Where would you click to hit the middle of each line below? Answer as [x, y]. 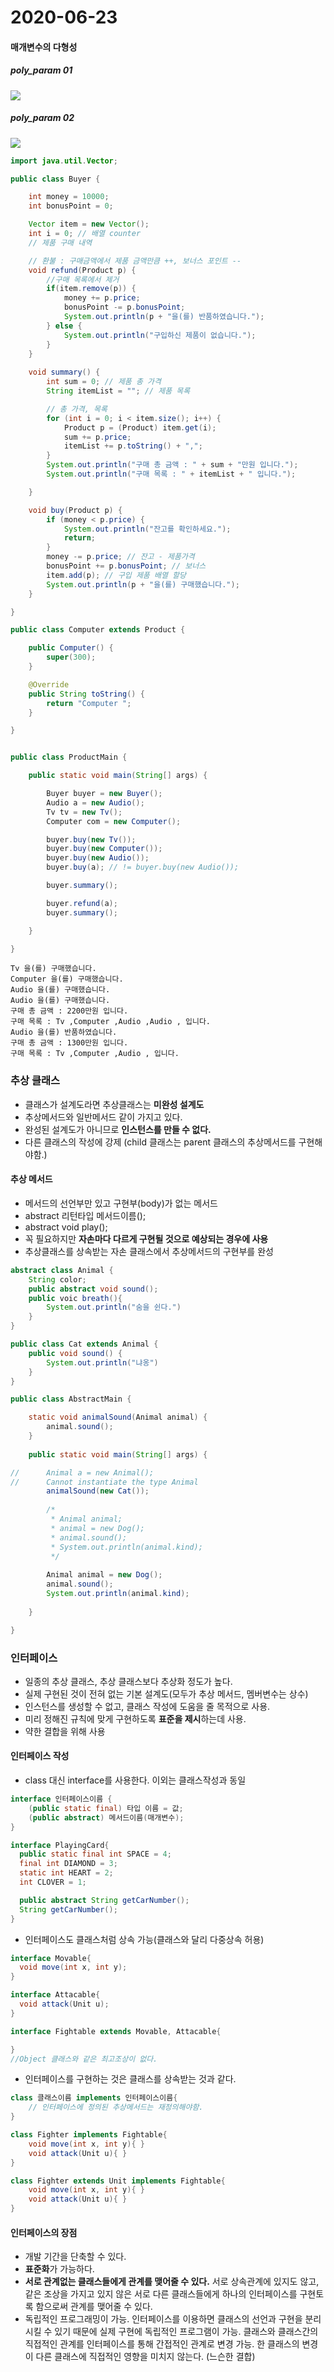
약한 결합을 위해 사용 [65, 1731]
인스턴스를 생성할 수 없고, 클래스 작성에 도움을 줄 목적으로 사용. [147, 1706]
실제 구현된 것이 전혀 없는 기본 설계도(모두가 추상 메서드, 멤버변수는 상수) [166, 1693]
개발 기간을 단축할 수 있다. [75, 2257]
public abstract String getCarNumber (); [104, 1900]
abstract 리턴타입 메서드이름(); [85, 1215]
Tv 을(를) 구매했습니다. [53, 969]
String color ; [57, 1279]
